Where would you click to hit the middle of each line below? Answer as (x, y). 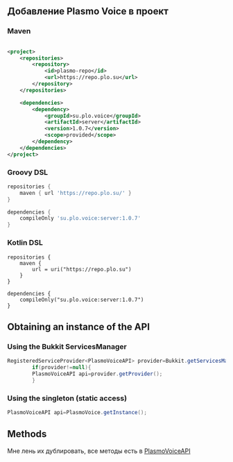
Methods (27, 434)
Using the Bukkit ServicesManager (67, 346)
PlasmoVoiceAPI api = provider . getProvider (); (97, 374)
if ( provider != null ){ (62, 368)
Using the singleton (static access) (67, 398)
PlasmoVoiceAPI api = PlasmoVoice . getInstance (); (77, 413)
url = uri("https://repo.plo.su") (82, 269)
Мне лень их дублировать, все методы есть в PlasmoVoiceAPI (99, 451)
